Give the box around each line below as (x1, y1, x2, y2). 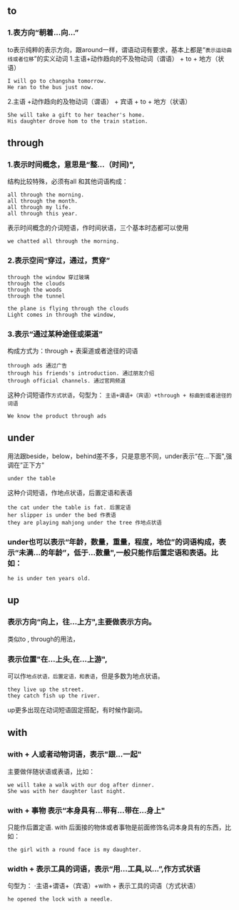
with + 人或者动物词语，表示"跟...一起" (7, 749, 142, 759)
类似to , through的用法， (7, 635, 80, 643)
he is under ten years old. (7, 575, 91, 582)
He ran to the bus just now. (7, 84, 94, 91)
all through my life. (7, 204, 72, 211)
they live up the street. (7, 686, 84, 694)
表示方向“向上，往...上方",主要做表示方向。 (7, 617, 156, 627)
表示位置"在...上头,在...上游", (7, 654, 108, 664)
